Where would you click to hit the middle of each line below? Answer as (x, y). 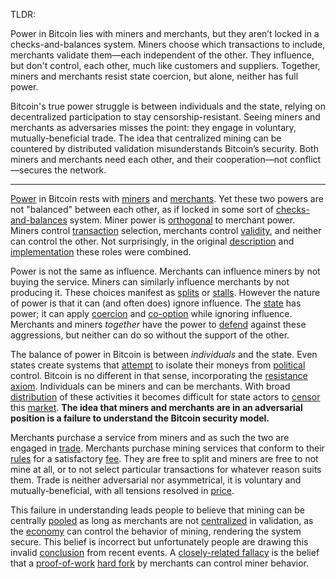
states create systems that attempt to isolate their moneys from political (158, 365)
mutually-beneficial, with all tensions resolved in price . (122, 490)
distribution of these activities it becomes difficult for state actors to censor (165, 397)
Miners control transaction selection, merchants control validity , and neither (166, 230)
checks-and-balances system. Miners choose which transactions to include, (168, 44)
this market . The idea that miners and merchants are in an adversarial (156, 407)
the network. (80, 170)
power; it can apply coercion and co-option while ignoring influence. (151, 313)
